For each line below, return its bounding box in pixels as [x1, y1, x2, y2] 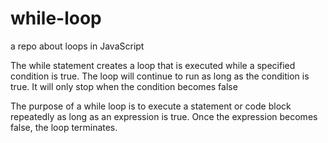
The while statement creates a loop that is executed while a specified [10, 59, 296, 71]
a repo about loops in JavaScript [10, 40, 145, 52]
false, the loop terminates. [10, 121, 118, 133]
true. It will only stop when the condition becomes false [10, 80, 238, 92]
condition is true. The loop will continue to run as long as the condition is [10, 70, 310, 82]
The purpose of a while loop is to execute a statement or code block [10, 100, 292, 112]
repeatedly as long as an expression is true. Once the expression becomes [10, 110, 318, 122]
